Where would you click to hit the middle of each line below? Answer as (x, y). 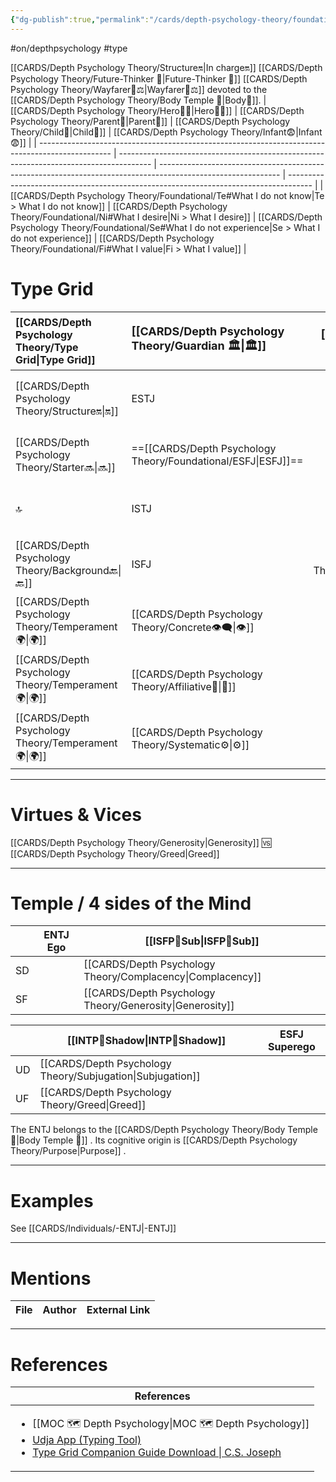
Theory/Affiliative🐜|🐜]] (184, 687)
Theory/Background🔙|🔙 (68, 571)
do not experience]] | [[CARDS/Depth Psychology (112, 238)
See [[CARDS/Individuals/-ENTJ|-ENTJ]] (93, 1228)
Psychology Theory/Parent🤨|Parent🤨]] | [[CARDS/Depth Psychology (150, 121)
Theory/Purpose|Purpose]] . (68, 1151)
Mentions (51, 1278)
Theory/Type (47, 347)
